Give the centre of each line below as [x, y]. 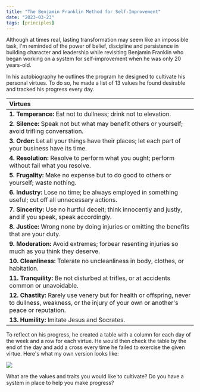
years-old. [19, 65]
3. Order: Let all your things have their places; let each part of [95, 141]
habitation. [24, 268]
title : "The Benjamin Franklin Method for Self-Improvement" [84, 12]
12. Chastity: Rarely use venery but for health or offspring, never [100, 295]
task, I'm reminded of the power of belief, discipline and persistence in [93, 46]
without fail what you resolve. [50, 166]
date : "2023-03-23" [30, 17]
